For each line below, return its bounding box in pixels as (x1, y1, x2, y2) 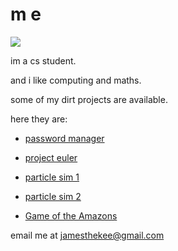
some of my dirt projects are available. (10, 93, 168, 105)
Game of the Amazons (24, 209, 118, 222)
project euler (24, 151, 78, 163)
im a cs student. (10, 54, 77, 67)
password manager (24, 132, 105, 144)
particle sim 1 (24, 171, 80, 183)
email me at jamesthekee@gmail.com (10, 229, 165, 241)
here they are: (10, 113, 68, 125)
